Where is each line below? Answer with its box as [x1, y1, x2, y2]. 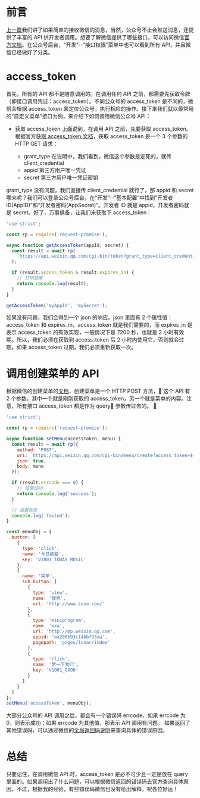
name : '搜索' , [32, 595, 66, 601]
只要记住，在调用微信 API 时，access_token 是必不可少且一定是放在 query [6, 771, 189, 778]
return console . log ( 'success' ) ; [17, 490, 97, 497]
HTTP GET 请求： [14, 140, 58, 147]
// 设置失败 [11, 507, 37, 513]
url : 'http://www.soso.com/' [32, 600, 105, 607]
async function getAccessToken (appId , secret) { [6, 242, 129, 248]
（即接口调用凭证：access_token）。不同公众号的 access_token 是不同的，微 [6, 98, 193, 105]
